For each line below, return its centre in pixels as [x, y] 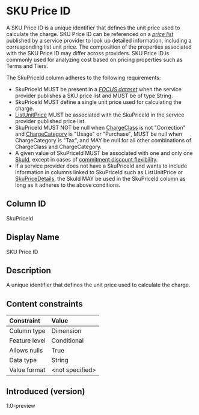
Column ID [26, 204]
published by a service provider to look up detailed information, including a [99, 40]
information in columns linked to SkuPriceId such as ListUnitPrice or [99, 172]
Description [29, 271]
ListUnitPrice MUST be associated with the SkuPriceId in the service [99, 115]
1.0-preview [21, 406]
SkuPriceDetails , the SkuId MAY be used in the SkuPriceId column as [100, 178]
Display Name [33, 238]
